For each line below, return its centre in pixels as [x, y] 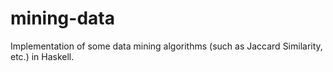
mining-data [62, 18]
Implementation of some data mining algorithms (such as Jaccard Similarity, [166, 46]
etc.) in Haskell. [42, 56]
